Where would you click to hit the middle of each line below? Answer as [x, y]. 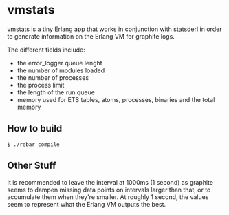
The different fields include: [46, 50]
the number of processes [53, 77]
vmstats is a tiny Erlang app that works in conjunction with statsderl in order [115, 29]
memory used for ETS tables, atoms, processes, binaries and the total [116, 99]
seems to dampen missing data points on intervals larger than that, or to [109, 190]
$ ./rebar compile [33, 144]
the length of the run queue [56, 92]
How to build [35, 129]
